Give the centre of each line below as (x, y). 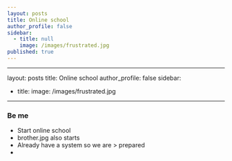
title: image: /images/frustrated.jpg (66, 91)
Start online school (44, 131)
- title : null (33, 39)
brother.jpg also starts (48, 138)
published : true (30, 52)
